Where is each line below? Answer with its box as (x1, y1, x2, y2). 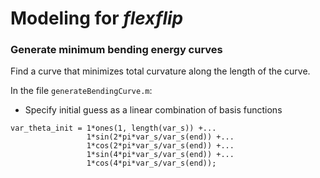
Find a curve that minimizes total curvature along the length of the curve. (10, 65, 311, 77)
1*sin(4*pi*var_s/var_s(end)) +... (86, 150, 235, 160)
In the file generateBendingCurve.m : (10, 85, 153, 97)
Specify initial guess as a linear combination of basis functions (24, 104, 283, 116)
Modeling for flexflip (10, 7, 184, 30)
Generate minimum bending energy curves (10, 43, 223, 57)
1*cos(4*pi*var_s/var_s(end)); (86, 158, 217, 169)
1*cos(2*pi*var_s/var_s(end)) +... (86, 141, 235, 151)
